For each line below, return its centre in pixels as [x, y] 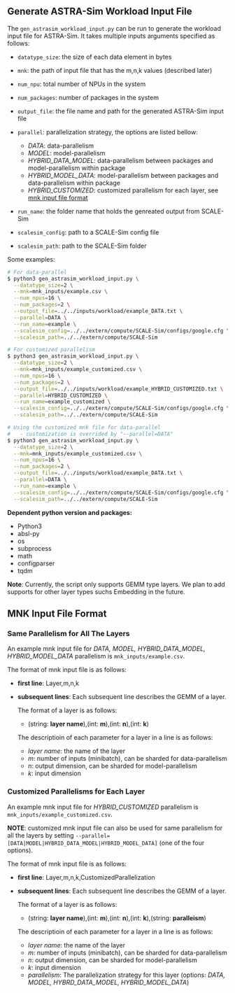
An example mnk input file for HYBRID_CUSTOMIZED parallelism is [103, 807]
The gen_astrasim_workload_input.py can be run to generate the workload [114, 28]
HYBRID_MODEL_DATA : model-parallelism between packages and [123, 175]
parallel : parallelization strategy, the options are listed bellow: [107, 132]
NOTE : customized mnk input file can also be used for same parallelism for [115, 828]
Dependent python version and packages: [70, 512]
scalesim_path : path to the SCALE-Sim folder [82, 246]
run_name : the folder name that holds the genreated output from [108, 211]
